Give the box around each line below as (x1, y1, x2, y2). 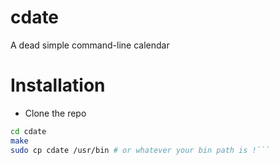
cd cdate (10, 126, 47, 136)
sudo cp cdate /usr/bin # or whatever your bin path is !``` (10, 145, 271, 155)
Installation (10, 74, 106, 97)
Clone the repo (24, 107, 87, 119)
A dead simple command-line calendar (10, 39, 170, 51)
